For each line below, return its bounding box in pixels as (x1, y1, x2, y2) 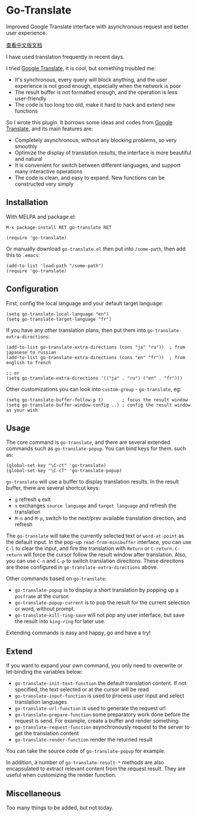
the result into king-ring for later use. (14, 618, 106, 625)
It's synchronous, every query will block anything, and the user (14, 76, 168, 83)
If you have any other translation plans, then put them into (6, 327, 146, 334)
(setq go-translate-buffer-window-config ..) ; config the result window (6, 402, 191, 408)
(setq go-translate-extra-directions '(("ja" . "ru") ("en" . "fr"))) (6, 375, 183, 381)
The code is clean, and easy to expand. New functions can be (14, 174, 165, 181)
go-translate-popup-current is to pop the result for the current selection (14, 599, 190, 606)
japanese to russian (6, 349, 57, 355)
